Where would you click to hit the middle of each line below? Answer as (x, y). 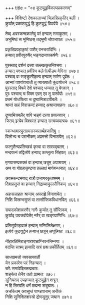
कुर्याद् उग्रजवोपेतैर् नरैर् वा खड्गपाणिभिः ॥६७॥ (41, 215)
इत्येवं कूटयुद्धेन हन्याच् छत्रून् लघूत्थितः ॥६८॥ (40, 231)
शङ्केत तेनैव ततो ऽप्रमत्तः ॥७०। (30, 274)
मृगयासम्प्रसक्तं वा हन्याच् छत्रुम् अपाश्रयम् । (38, 162)
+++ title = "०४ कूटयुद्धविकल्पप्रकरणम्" (39, 8)
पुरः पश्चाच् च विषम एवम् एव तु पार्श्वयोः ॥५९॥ (40, 94)
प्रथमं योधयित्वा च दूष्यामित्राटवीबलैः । (34, 99)
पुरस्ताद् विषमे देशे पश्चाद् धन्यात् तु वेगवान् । (39, 88)
